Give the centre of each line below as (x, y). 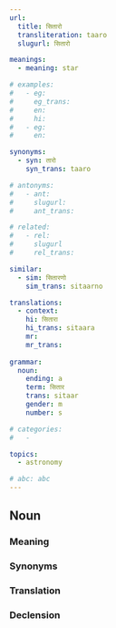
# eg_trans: (40, 101)
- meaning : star (48, 68)
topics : (24, 454)
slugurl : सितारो (44, 43)
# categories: (36, 429)
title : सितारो (40, 26)
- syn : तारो (37, 160)
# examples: (32, 85)
